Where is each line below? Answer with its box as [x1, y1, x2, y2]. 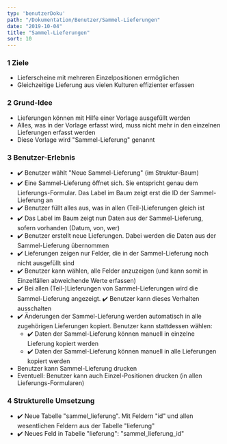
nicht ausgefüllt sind [16, 259, 75, 267]
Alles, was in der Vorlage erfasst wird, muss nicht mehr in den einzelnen [16, 121, 221, 129]
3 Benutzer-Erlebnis [7, 152, 75, 162]
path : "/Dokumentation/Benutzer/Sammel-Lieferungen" [7, 16, 161, 23]
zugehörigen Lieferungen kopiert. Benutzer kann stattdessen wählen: [16, 322, 213, 330]
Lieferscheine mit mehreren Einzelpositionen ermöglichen [16, 73, 180, 82]
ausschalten [16, 304, 52, 312]
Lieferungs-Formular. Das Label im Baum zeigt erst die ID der [16, 189, 189, 197]
